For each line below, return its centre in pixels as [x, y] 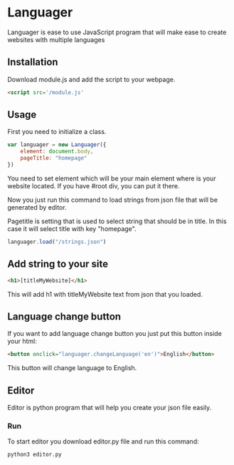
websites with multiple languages [56, 39]
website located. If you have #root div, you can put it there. [94, 185]
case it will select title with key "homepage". [72, 228]
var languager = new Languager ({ [57, 145]
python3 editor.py [34, 455]
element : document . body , [57, 152]
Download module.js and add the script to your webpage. [91, 79]
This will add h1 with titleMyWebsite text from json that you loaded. [105, 294]
